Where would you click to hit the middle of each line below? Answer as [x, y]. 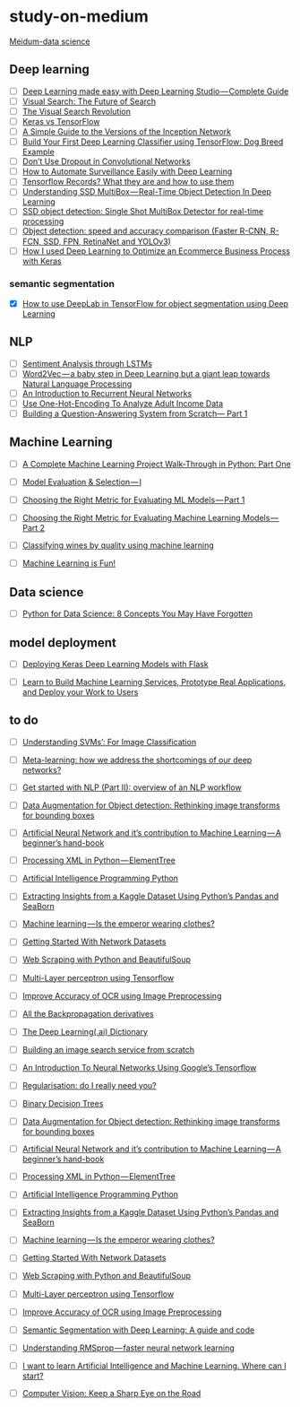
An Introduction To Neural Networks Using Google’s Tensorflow [139, 1067]
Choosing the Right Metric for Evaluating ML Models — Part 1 [133, 499]
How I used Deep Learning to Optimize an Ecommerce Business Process [156, 251]
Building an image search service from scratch [108, 1049]
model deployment [63, 643]
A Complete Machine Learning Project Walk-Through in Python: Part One [156, 464]
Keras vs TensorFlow [61, 121]
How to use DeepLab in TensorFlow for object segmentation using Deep [155, 303]
